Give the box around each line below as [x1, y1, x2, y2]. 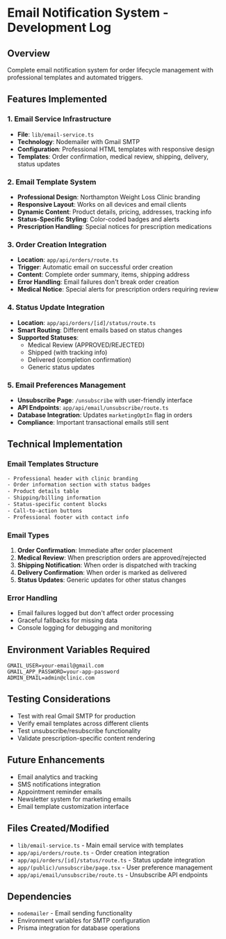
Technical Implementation [7, 439, 123, 450]
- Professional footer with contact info [7, 514, 129, 521]
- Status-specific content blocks [7, 501, 108, 508]
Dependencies [7, 890, 72, 902]
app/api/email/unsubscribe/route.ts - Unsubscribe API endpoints [17, 870, 209, 878]
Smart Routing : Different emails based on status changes [17, 326, 183, 334]
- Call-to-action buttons [7, 507, 82, 514]
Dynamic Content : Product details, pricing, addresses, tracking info [17, 207, 212, 216]
